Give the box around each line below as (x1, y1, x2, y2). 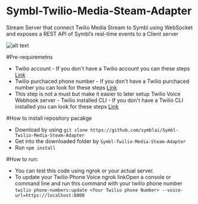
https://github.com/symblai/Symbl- (90, 127, 179, 133)
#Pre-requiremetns (6, 53, 53, 60)
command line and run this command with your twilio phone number (14, 180, 183, 187)
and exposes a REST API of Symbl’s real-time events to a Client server (6, 30, 179, 37)
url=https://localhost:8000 (14, 192, 85, 198)
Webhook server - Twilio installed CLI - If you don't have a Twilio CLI (14, 97, 184, 104)
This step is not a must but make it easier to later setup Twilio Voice (14, 90, 181, 97)
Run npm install (14, 144, 56, 151)
